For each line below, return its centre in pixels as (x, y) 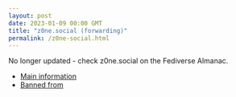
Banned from (41, 85)
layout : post (30, 16)
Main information (48, 76)
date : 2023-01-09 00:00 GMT (56, 23)
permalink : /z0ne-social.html (59, 38)
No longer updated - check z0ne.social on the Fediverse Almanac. (118, 61)
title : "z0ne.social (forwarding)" (68, 30)
